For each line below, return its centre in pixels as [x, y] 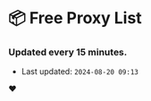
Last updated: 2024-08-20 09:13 [80, 72]
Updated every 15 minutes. [68, 53]
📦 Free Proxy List [75, 18]
